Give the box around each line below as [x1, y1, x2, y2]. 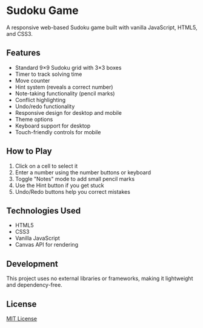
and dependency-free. [6, 281, 62, 289]
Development [6, 259, 59, 269]
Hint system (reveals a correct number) [15, 83, 113, 91]
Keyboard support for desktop [15, 122, 91, 129]
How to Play [6, 146, 53, 157]
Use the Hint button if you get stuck [15, 182, 104, 189]
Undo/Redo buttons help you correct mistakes [15, 188, 130, 195]
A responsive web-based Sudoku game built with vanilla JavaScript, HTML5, [6, 24, 198, 31]
